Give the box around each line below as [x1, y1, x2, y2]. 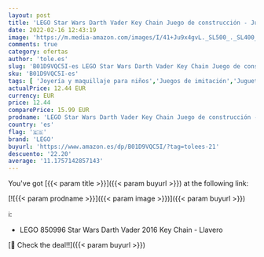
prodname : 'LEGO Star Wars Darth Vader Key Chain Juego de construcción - [8, 114, 258, 121]
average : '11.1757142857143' [8, 157, 104, 165]
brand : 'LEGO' [8, 135, 55, 143]
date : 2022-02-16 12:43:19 [8, 26, 97, 34]
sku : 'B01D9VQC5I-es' [8, 70, 79, 78]
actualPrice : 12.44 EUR [8, 84, 86, 92]
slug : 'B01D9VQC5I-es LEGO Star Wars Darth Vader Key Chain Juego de [8, 63, 241, 71]
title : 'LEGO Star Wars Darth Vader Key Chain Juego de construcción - [8, 19, 247, 27]
